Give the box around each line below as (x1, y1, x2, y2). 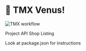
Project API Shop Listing (5, 30, 54, 36)
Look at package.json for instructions (5, 40, 81, 46)
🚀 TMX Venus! (5, 4, 65, 16)
